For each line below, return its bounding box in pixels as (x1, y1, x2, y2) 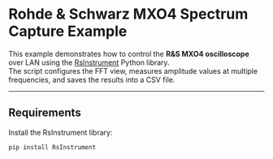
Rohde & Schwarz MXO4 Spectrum (8, 5, 249, 24)
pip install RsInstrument (8, 143, 96, 151)
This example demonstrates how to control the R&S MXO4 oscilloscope (8, 49, 249, 58)
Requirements (8, 106, 81, 120)
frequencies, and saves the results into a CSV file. (8, 75, 175, 84)
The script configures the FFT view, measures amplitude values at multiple (8, 66, 258, 75)
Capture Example (8, 22, 128, 41)
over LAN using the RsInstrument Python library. (8, 58, 170, 67)
